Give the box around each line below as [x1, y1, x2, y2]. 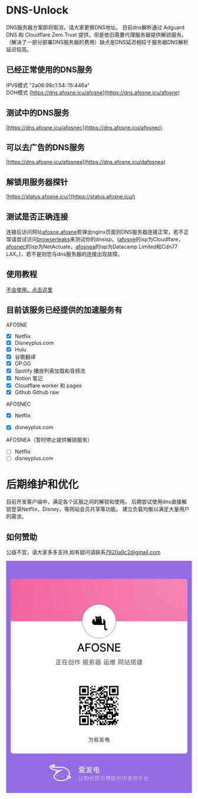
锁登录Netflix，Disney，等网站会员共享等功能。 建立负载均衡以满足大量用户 [6, 505, 190, 513]
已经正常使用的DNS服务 [6, 65, 93, 75]
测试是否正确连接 [6, 212, 68, 222]
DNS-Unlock [6, 4, 69, 17]
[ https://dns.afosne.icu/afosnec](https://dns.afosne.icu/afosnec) [6, 124, 163, 131]
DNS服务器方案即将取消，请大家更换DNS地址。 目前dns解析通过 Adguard [6, 24, 184, 31]
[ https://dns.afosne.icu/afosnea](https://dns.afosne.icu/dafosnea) [6, 159, 166, 166]
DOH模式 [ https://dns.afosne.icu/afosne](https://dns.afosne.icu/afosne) [6, 89, 180, 96]
